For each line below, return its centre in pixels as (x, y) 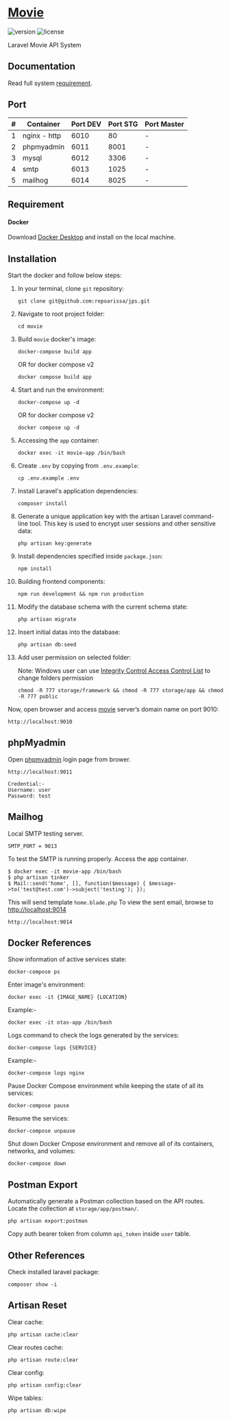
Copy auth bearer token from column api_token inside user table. (99, 1234)
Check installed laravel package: (54, 1272)
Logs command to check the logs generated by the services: (93, 1035)
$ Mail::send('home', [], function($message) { (77, 883)
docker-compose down (37, 1164)
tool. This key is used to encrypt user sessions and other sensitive (123, 524)
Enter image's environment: (47, 985)
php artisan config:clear (44, 1385)
